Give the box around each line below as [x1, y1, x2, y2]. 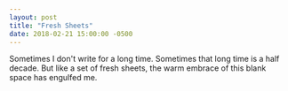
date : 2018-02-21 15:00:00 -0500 [9, 29, 133, 38]
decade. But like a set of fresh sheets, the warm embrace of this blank [9, 63, 267, 73]
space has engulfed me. [9, 72, 98, 83]
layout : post [9, 12, 58, 22]
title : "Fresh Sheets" [9, 21, 93, 30]
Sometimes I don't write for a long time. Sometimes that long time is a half [9, 54, 280, 64]
